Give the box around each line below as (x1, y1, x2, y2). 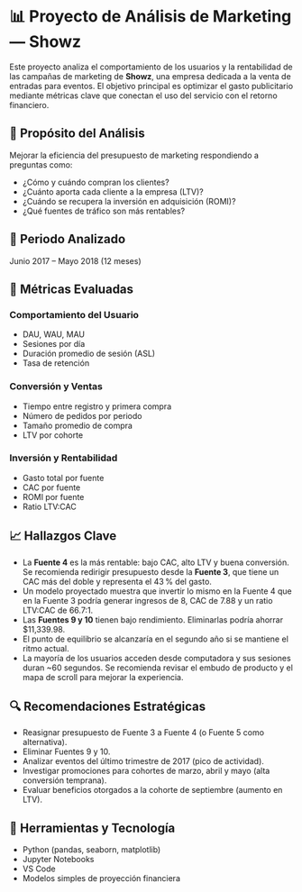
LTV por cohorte (22, 429, 84, 441)
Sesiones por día (22, 339, 86, 350)
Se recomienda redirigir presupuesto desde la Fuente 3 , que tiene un (22, 566, 279, 577)
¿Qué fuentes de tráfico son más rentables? (22, 205, 186, 216)
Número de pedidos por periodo (22, 410, 142, 421)
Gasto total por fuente (22, 472, 105, 483)
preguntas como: (9, 159, 73, 170)
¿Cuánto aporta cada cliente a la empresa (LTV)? (22, 186, 205, 197)
